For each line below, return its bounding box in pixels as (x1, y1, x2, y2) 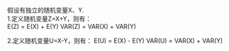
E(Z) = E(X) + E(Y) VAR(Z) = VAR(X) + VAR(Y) (7, 23, 137, 30)
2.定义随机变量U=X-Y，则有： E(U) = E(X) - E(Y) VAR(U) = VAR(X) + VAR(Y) (7, 37, 223, 45)
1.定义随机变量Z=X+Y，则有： (7, 14, 92, 23)
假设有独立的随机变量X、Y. (7, 6, 85, 14)
